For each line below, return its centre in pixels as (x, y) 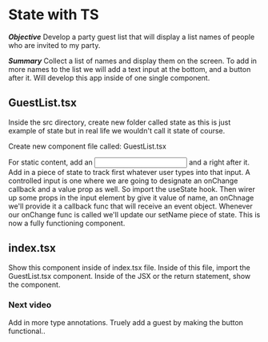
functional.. (27, 331)
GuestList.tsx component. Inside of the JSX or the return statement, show (130, 276)
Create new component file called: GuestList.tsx (87, 146)
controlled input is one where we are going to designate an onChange (123, 181)
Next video (30, 305)
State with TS (54, 15)
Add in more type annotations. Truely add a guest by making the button (126, 322)
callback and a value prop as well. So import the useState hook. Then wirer (132, 189)
